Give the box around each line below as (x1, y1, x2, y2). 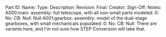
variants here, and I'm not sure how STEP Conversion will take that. (5, 26, 146, 32)
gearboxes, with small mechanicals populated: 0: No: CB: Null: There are (5, 20, 157, 26)
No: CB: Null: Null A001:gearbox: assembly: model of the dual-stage (5, 15, 147, 21)
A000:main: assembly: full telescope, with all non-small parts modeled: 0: (5, 10, 159, 16)
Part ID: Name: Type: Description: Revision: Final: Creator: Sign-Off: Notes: (5, 5, 161, 10)
